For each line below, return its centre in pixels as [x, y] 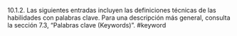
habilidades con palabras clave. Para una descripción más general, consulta [119, 18]
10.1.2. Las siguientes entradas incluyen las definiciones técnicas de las [112, 10]
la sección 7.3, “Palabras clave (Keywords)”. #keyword [87, 25]
